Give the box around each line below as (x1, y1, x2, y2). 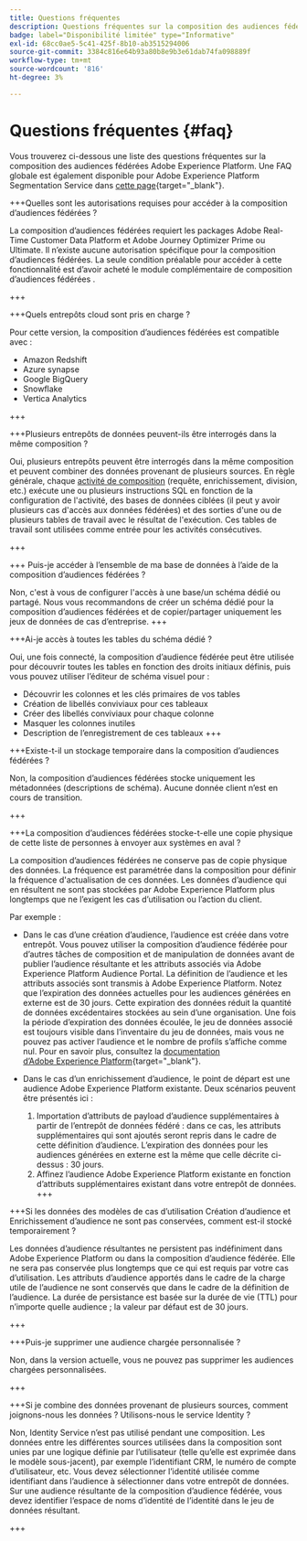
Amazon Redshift (22, 354, 88, 365)
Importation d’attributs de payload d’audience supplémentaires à (36, 1110, 280, 1121)
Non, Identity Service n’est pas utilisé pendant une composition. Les (9, 1427, 266, 1438)
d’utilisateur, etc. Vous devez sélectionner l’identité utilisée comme (9, 1465, 260, 1477)
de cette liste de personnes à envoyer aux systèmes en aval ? (9, 837, 241, 848)
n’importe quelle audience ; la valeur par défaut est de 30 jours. (9, 1300, 249, 1312)
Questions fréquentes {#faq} (9, 120, 234, 141)
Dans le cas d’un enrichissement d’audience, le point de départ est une (22, 1073, 291, 1084)
